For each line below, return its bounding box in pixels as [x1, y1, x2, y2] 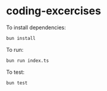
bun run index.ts [6, 58, 49, 64]
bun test [6, 80, 28, 86]
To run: [6, 46, 24, 53]
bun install [6, 35, 36, 41]
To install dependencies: [6, 24, 67, 31]
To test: [6, 68, 25, 76]
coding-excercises [6, 4, 101, 18]
